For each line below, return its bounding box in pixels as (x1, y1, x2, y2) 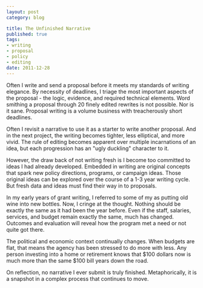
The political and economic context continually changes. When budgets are (6, 237, 195, 245)
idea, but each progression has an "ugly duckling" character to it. (6, 145, 170, 152)
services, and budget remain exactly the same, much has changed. (6, 213, 174, 220)
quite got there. (6, 226, 45, 233)
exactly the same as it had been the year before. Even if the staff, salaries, (6, 206, 191, 214)
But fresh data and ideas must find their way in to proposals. (6, 182, 157, 189)
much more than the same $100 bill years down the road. (6, 257, 148, 264)
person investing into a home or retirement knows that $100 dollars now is (6, 250, 191, 258)
